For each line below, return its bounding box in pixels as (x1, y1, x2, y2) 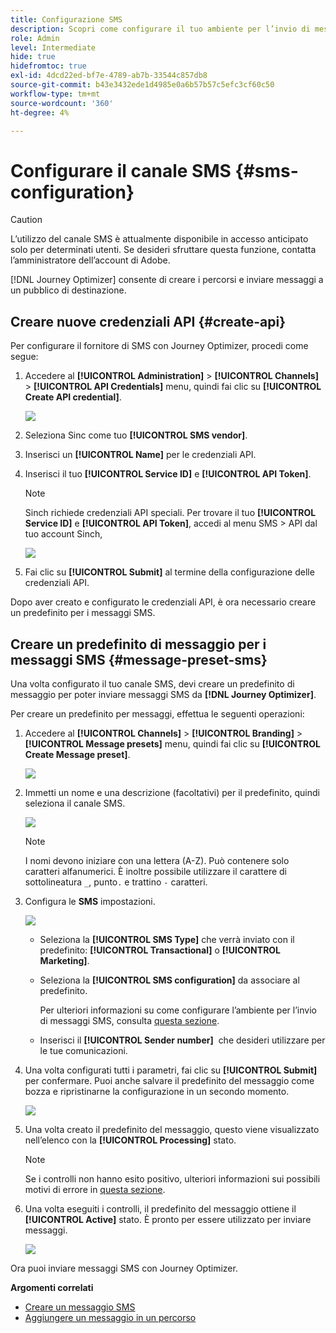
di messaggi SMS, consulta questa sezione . (39, 1014, 220, 1026)
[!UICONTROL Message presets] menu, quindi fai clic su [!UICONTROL (24, 737, 321, 750)
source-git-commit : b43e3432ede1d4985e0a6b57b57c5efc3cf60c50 (10, 80, 275, 90)
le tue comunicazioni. (39, 1044, 128, 1056)
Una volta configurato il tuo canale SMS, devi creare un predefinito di (10, 677, 295, 690)
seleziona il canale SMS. (24, 797, 126, 809)
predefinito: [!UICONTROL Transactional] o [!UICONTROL (39, 944, 282, 956)
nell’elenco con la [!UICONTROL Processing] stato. (24, 1134, 237, 1146)
